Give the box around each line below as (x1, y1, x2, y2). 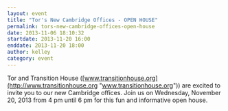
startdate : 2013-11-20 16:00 (7, 36, 91, 43)
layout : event (7, 10, 48, 17)
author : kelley (7, 49, 51, 56)
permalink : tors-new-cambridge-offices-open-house (7, 23, 155, 30)
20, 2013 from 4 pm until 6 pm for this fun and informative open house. (7, 96, 208, 104)
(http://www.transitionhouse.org (7, 81, 98, 90)
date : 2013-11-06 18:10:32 (7, 29, 84, 37)
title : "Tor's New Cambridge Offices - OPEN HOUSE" (7, 17, 158, 23)
